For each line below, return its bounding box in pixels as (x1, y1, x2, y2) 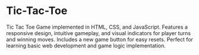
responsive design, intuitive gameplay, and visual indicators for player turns (6, 29, 191, 36)
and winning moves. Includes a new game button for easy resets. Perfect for (6, 36, 193, 43)
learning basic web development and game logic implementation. (6, 42, 166, 49)
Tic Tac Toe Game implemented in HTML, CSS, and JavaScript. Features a (6, 23, 188, 30)
